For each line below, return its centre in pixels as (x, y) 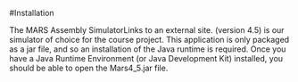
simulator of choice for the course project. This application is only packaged (149, 40)
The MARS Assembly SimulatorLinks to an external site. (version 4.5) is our (147, 30)
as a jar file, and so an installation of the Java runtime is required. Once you (148, 49)
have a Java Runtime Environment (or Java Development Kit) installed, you (146, 58)
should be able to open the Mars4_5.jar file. (89, 68)
